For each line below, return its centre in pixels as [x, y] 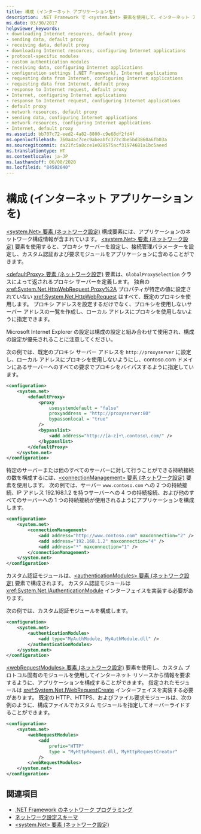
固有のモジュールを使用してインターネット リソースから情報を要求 [108, 675]
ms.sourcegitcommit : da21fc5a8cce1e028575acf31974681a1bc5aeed [87, 145]
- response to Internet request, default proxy [67, 90]
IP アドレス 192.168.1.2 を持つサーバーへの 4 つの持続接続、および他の [103, 493]
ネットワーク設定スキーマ [46, 817]
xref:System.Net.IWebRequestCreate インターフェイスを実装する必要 [108, 690]
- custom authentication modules [48, 62]
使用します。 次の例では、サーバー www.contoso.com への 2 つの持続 [99, 485]
